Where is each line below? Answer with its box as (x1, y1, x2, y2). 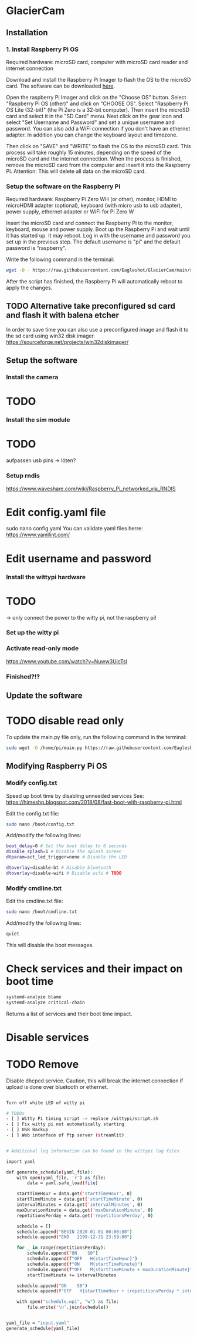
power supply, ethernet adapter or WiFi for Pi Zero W (6, 208, 134, 215)
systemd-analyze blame (6, 994, 62, 1000)
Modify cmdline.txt (6, 884, 62, 892)
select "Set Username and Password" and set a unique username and (6, 119, 175, 126)
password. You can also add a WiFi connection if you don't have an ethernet (6, 125, 191, 132)
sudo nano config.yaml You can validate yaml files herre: (6, 525, 143, 532)
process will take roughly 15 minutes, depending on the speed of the (6, 149, 171, 156)
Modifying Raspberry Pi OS (6, 761, 107, 771)
